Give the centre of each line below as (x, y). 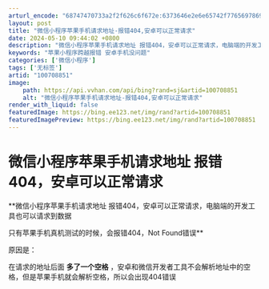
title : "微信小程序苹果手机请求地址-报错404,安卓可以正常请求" (102, 30)
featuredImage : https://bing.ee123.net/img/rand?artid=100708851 (119, 113)
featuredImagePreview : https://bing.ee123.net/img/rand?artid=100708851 (132, 120)
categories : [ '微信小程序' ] (52, 61)
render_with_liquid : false (53, 105)
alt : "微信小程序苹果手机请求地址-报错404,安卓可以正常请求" (113, 98)
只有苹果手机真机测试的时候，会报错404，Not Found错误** (106, 232)
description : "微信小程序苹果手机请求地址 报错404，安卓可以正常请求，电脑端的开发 (133, 46)
